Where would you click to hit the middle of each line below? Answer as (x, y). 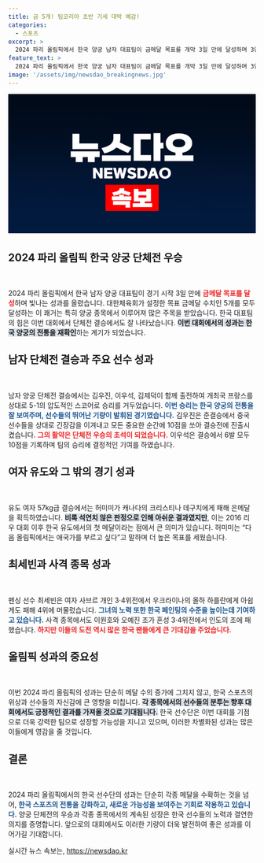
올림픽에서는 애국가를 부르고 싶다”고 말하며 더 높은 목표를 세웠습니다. (121, 537)
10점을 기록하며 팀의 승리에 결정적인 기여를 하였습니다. (92, 444)
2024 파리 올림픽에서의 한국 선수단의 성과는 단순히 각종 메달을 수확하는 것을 (125, 794)
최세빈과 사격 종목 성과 (60, 564)
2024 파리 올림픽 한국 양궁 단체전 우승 (95, 257)
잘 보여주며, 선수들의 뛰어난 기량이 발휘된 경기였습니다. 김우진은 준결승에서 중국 (129, 415)
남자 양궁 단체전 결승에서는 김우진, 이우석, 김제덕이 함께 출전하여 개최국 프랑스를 (131, 395)
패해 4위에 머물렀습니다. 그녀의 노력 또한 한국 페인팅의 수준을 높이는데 (128, 609)
